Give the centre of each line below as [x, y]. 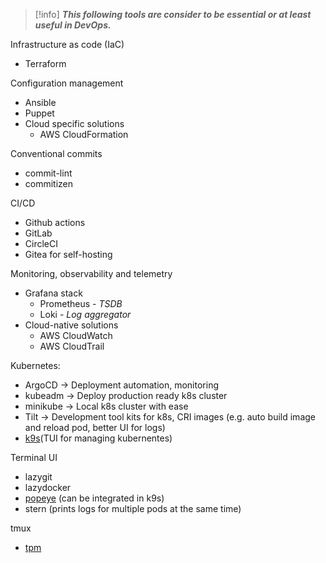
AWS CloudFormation [84, 134]
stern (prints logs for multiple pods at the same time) [133, 508]
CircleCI [41, 243]
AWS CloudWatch [76, 335]
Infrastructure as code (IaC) [67, 44]
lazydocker [48, 487]
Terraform [45, 63]
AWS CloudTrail [72, 346]
